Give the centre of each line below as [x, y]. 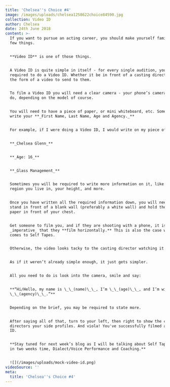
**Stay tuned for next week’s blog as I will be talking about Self [83, 344]
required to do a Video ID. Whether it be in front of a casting [80, 75]
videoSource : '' [22, 367]
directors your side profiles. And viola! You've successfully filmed [86, 326]
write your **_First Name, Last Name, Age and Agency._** [72, 116]
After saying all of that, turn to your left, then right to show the [86, 321]
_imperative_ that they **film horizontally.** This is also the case [86, 230]
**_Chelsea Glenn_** [31, 143]
